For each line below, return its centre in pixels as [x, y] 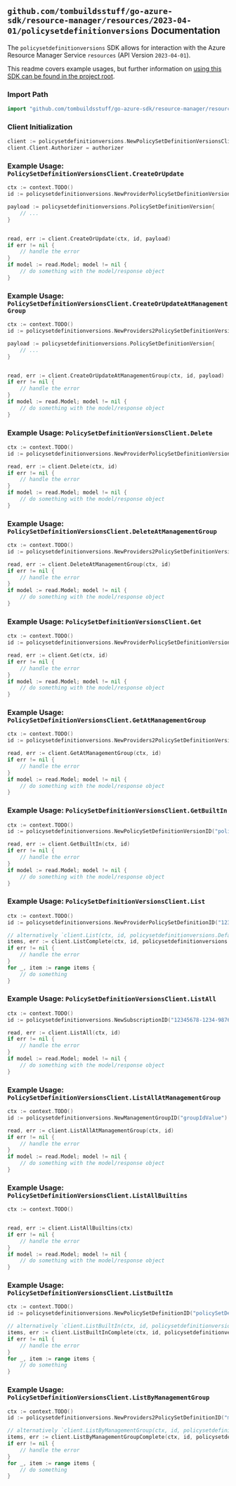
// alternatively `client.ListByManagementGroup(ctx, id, [94, 1431]
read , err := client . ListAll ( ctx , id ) [64, 1032]
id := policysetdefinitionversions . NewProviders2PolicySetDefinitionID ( [116, 1418]
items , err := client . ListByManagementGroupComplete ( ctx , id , [100, 1437]
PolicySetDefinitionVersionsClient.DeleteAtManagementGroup [112, 531]
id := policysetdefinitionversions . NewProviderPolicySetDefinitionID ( [113, 922]
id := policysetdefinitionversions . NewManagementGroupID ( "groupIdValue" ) [118, 1118]
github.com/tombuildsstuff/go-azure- [90, 12]
